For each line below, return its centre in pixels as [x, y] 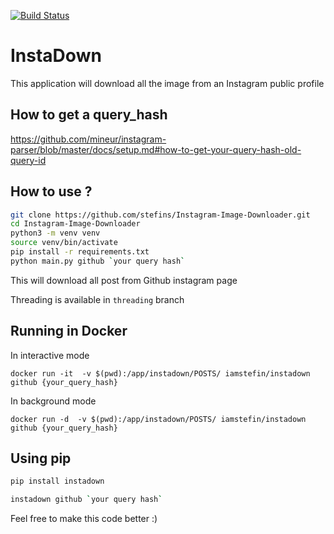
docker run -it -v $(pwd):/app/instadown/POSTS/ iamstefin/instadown [160, 373]
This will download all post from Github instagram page [124, 280]
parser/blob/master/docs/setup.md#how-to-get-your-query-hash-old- [156, 149]
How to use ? [51, 191]
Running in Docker [69, 331]
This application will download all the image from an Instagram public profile [167, 83]
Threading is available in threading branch [97, 299]
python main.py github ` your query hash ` [98, 261]
